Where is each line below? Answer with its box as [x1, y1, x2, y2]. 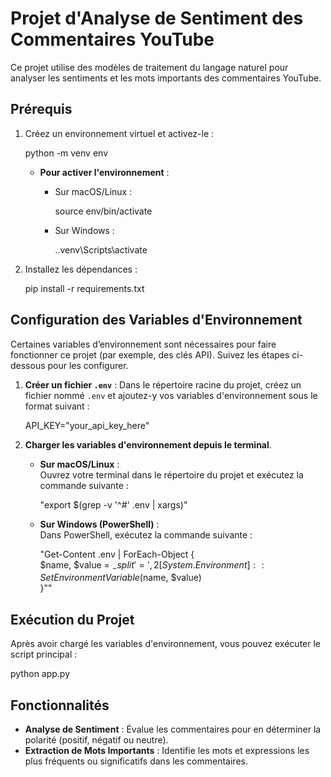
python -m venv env [24, 147, 108, 159]
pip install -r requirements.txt [24, 282, 145, 294]
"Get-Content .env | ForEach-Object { [39, 548, 195, 560]
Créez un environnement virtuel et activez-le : [24, 127, 215, 139]
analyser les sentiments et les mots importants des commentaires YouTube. [10, 72, 322, 84]
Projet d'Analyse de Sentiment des [10, 7, 304, 30]
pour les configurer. [47, 359, 129, 371]
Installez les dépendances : [24, 263, 138, 275]
